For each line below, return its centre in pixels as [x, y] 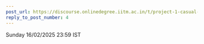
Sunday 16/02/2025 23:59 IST [44, 34]
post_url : [18, 12]
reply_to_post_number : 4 [37, 17]
